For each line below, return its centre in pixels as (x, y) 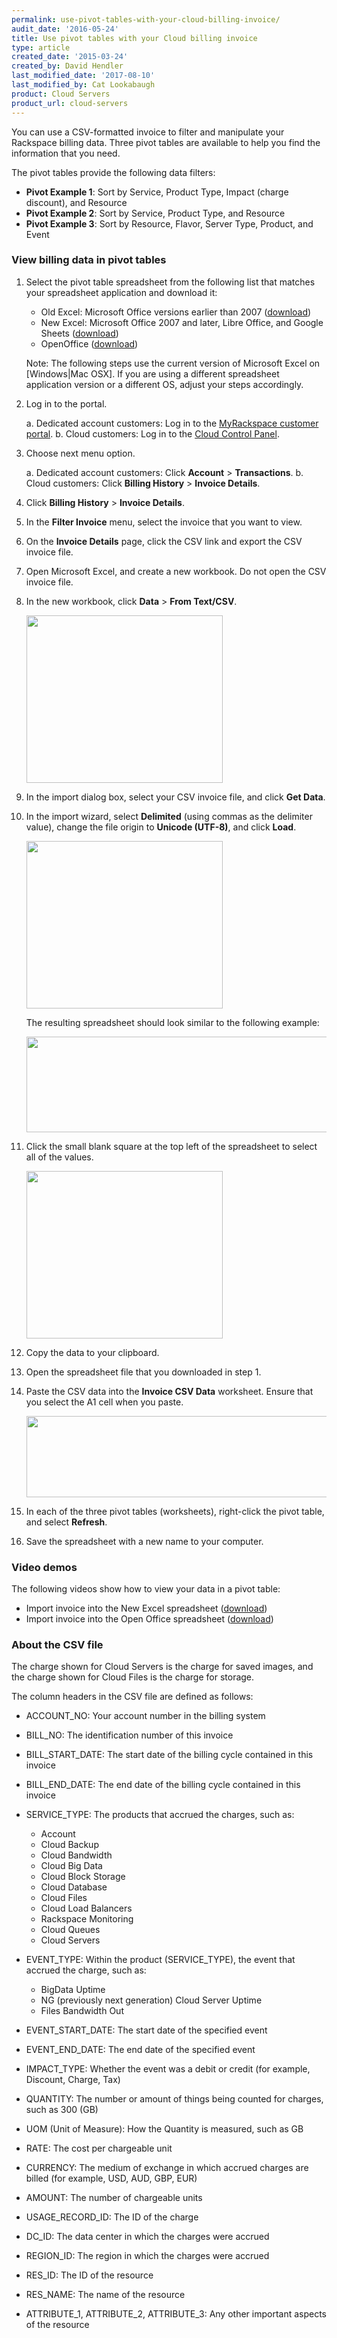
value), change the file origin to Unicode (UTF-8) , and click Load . (161, 827)
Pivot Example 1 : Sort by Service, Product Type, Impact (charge (157, 192)
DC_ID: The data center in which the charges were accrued (147, 2237)
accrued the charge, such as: (86, 1970)
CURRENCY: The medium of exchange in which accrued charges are (167, 2168)
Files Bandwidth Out (82, 2011)
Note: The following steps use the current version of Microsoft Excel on (173, 363)
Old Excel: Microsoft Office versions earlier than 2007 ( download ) (176, 312)
